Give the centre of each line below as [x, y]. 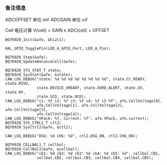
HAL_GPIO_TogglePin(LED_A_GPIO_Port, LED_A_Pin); [58, 48]
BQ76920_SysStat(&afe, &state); [39, 75]
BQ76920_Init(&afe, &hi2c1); [36, 40]
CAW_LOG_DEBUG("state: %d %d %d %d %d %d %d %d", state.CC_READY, [76, 79]
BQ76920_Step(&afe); [27, 57]
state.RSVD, [18, 83]
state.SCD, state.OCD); [61, 97]
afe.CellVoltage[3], [27, 110]
